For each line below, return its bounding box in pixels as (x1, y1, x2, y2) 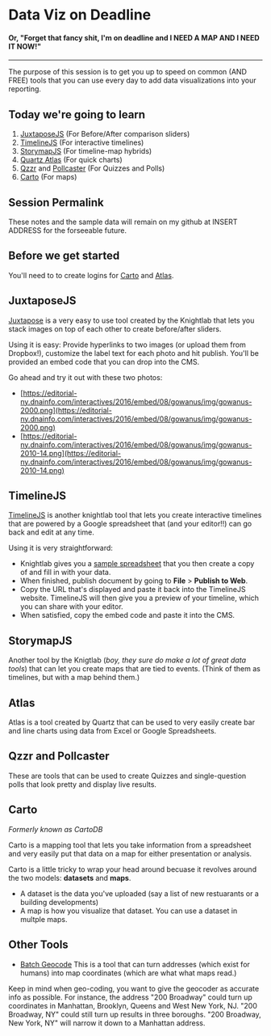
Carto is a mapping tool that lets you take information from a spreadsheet (8, 839, 252, 850)
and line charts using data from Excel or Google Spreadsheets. (8, 726, 217, 736)
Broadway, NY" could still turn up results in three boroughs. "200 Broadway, (8, 1009, 262, 1019)
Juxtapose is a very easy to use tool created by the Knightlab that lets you (8, 315, 255, 325)
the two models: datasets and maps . (8, 873, 131, 882)
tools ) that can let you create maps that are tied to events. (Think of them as (8, 664, 261, 674)
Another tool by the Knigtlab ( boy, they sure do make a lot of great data (8, 655, 246, 665)
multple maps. (19, 914, 68, 924)
